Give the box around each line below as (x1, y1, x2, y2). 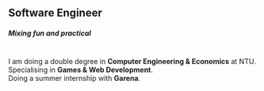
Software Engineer (8, 6, 103, 20)
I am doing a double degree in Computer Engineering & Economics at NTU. (8, 57, 256, 66)
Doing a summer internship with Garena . (8, 74, 141, 83)
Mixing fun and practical (8, 28, 91, 38)
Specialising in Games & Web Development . (8, 65, 153, 74)
